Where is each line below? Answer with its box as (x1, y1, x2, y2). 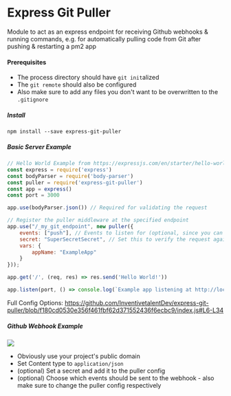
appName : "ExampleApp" (32, 249, 97, 256)
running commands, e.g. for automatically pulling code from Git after (7, 34, 201, 43)
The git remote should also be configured (16, 80, 137, 89)
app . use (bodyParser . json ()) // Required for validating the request (7, 204, 208, 211)
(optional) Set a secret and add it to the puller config (16, 366, 166, 375)
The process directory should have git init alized (16, 74, 159, 82)
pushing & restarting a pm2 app (7, 42, 97, 50)
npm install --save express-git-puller (7, 129, 122, 135)
